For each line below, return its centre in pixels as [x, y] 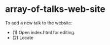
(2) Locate [23, 38]
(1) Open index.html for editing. [44, 32]
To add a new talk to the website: [39, 23]
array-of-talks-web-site [55, 9]
